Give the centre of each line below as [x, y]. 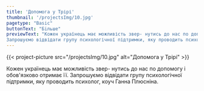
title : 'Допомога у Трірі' [40, 12]
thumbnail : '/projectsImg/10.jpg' [50, 17]
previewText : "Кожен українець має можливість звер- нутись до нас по [97, 34]
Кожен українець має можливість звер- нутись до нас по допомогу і [96, 69]
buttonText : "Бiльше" [34, 29]
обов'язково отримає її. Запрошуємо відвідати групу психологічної [94, 75]
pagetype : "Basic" [29, 23]
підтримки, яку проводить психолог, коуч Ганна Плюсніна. [83, 81]
